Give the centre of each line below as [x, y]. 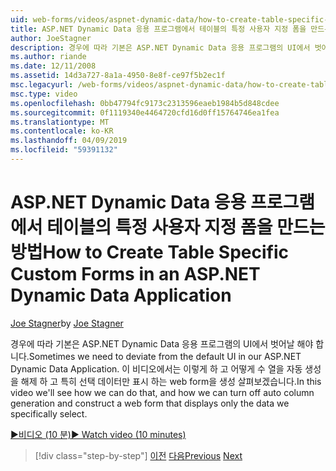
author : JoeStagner [51, 38]
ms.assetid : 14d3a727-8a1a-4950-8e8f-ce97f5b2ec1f [118, 76]
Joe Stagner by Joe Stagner [67, 323]
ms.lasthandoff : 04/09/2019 [69, 141]
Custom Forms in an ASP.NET [135, 274]
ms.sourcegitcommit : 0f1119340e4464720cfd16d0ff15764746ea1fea [145, 112]
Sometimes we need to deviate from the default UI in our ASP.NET [165, 356]
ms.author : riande [48, 57]
